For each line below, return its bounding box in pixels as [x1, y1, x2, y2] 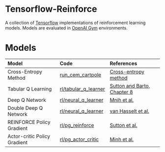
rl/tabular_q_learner [59, 85, 105, 92]
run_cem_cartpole [59, 71, 102, 78]
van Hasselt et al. [110, 107, 150, 114]
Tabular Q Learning [7, 85, 52, 92]
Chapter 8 [110, 89, 134, 95]
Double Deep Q [7, 104, 43, 111]
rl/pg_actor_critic [59, 136, 99, 143]
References [110, 60, 137, 67]
